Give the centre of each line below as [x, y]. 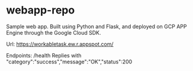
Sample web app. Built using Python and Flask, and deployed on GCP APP [96, 26]
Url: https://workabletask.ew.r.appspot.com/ [60, 44]
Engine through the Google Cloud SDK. [54, 32]
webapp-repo [41, 10]
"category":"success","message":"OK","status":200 [69, 62]
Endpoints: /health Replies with [44, 55]
